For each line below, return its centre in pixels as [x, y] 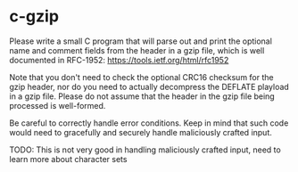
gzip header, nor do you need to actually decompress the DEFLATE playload [149, 86]
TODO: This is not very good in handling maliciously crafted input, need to [145, 150]
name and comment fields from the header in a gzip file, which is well [137, 50]
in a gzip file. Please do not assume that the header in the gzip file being [142, 96]
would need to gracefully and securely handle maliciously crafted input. [141, 132]
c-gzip [34, 16]
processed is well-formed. [58, 105]
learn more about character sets [68, 159]
